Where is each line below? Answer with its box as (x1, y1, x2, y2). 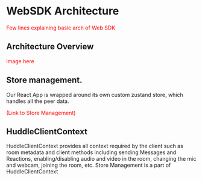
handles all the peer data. (6, 98, 69, 105)
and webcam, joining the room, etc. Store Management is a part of (6, 161, 171, 169)
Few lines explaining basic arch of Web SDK (6, 24, 116, 31)
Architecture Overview (6, 42, 94, 52)
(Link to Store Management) (6, 109, 76, 116)
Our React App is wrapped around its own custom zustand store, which (6, 91, 184, 98)
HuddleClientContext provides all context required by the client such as (6, 143, 184, 150)
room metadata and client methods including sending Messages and (6, 149, 177, 156)
